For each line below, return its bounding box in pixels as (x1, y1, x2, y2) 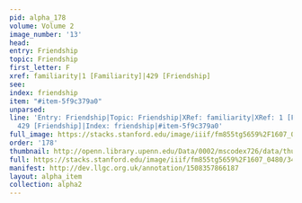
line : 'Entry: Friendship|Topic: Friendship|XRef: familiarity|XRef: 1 (9, 113, 283, 122)
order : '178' (9, 138, 58, 147)
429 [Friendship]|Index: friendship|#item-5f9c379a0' (17, 122, 223, 131)
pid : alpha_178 (9, 13, 67, 22)
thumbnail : (9, 146, 50, 155)
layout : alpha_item (9, 172, 83, 181)
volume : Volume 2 (9, 22, 75, 31)
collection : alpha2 (9, 181, 83, 190)
